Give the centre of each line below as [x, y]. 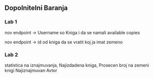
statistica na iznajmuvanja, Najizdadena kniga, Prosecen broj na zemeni [77, 65]
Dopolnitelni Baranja [36, 8]
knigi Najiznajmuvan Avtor [31, 70]
